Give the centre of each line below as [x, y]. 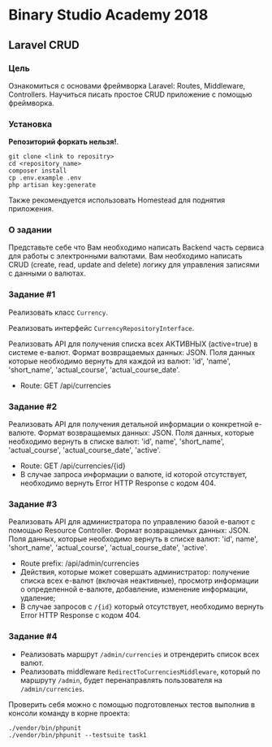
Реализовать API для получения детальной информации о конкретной [131, 424]
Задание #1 [32, 294]
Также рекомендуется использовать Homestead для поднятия [117, 200]
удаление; [38, 598]
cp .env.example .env [45, 178]
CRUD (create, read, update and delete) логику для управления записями [134, 265]
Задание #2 [33, 406]
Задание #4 [33, 636]
